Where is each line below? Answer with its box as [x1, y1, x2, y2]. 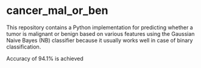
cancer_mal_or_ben [6, 4, 108, 18]
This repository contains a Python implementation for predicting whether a [6, 24, 193, 31]
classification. [6, 43, 41, 50]
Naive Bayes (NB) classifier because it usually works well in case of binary [6, 36, 193, 44]
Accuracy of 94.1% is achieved [6, 55, 84, 62]
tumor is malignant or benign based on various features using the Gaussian [6, 30, 195, 37]
